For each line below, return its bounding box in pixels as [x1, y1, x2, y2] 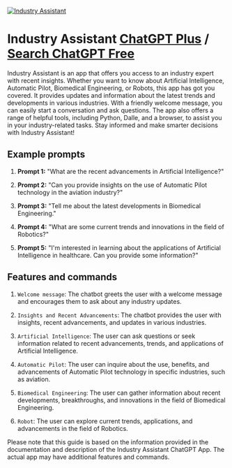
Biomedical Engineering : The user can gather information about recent [17, 388, 221, 397]
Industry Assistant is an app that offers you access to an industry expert [7, 68, 215, 77]
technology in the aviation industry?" [17, 188, 123, 196]
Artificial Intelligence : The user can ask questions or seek [17, 332, 196, 340]
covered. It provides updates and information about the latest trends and [7, 91, 216, 99]
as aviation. [17, 374, 51, 383]
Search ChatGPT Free [7, 46, 134, 62]
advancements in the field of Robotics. [17, 424, 129, 432]
